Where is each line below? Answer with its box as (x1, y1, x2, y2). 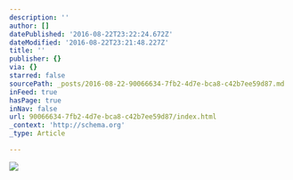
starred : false (9, 71, 66, 80)
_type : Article (9, 129, 66, 138)
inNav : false (9, 104, 58, 113)
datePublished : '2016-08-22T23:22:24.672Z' (9, 29, 174, 38)
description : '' (9, 12, 69, 22)
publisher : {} (9, 54, 62, 63)
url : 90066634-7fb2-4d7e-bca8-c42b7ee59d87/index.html (9, 112, 217, 121)
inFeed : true (9, 87, 58, 96)
